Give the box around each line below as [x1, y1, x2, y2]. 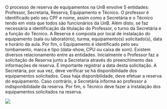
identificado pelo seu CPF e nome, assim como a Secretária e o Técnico [5, 15, 153, 20]
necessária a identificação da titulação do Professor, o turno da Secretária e [5, 25, 162, 31]
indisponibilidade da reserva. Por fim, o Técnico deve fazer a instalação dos [5, 84, 161, 89]
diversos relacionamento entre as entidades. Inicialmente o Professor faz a [5, 52, 159, 58]
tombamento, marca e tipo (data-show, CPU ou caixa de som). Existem [5, 47, 151, 52]
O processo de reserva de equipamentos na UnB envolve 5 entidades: [5, 4, 150, 10]
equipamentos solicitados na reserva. [5, 89, 82, 95]
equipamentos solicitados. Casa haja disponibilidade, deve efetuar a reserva [5, 73, 162, 79]
